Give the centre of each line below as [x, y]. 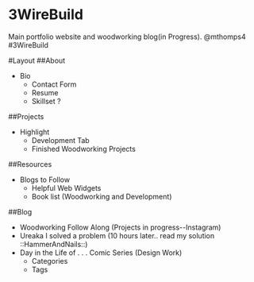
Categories [50, 261]
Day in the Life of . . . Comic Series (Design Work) [101, 253]
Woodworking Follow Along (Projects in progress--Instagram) [120, 227]
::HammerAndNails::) [54, 244]
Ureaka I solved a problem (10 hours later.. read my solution [117, 235]
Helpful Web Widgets [66, 187]
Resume [45, 92]
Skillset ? [46, 101]
